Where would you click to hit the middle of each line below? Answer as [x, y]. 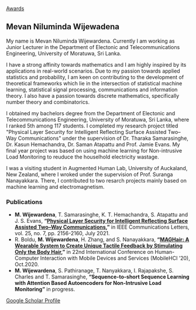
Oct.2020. [27, 264]
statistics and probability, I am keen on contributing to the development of [95, 77]
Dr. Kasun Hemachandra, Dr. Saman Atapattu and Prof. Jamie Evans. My [93, 144]
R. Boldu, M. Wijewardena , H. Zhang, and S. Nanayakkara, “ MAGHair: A [102, 240]
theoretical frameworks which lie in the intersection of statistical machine [94, 83]
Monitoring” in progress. [45, 290]
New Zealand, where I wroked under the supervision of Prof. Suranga [90, 174]
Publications [24, 202]
